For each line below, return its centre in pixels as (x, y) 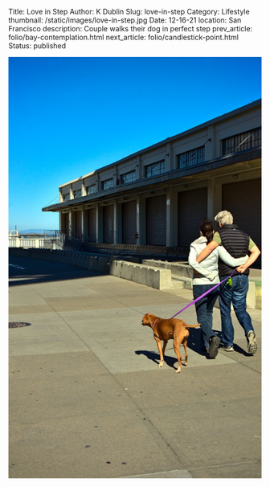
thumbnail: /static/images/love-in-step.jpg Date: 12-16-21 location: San (125, 20)
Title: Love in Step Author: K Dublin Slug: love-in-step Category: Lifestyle (129, 12)
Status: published (37, 46)
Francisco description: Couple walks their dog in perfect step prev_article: (131, 29)
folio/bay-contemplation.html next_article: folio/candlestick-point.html (124, 37)
